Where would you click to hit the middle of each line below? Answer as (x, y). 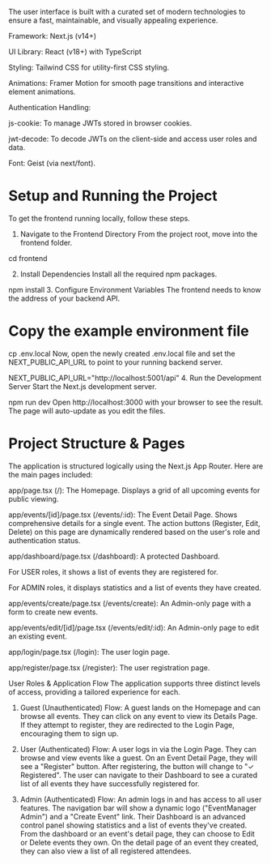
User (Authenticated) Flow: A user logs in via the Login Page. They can (138, 749)
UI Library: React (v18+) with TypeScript (75, 51)
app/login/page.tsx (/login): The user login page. (89, 652)
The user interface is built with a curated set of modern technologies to (127, 12)
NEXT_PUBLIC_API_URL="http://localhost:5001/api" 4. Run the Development (135, 378)
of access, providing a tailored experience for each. (94, 691)
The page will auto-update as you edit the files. (87, 411)
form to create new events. (53, 612)
